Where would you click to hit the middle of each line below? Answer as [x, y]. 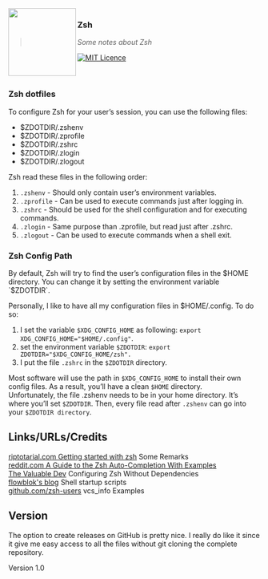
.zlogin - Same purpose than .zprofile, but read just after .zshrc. [126, 226]
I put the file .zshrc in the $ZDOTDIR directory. [94, 362]
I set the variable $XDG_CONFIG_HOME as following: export [110, 330]
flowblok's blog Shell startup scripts [68, 482]
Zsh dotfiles [32, 94]
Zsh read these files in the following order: [78, 176]
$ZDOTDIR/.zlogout [52, 161]
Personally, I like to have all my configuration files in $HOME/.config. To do [131, 306]
